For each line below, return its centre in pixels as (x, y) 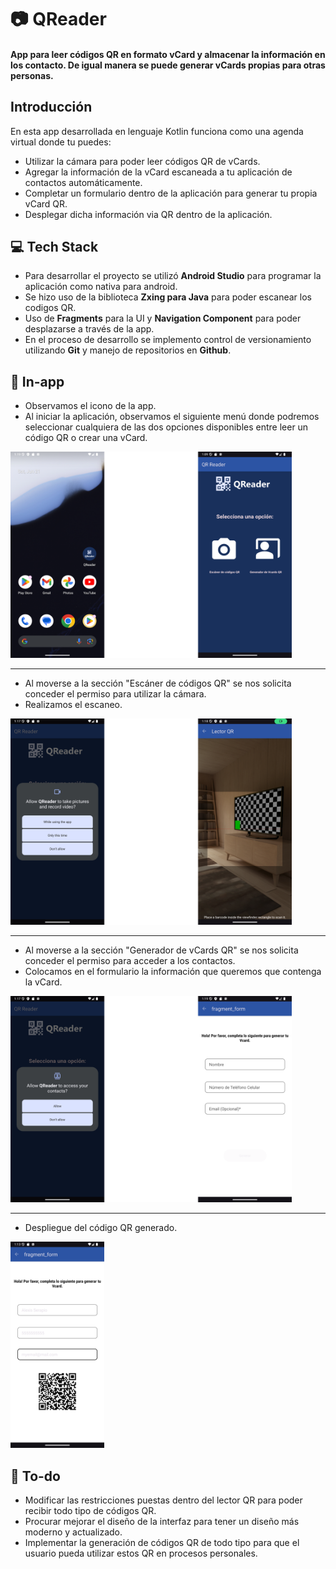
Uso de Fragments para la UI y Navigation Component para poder (163, 318)
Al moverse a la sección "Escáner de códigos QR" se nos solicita (158, 683)
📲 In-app (37, 381)
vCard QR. (46, 203)
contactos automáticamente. (83, 182)
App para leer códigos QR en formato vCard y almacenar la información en (168, 54)
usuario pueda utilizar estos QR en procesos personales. (141, 1553)
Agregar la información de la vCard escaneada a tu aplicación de (158, 172)
